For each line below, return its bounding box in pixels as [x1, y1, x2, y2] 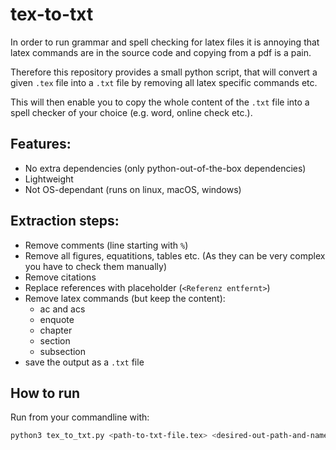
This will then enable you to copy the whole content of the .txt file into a [10, 96, 310, 108]
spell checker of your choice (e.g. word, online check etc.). [10, 106, 253, 118]
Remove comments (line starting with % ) [24, 239, 189, 251]
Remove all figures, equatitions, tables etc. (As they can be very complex [24, 249, 326, 262]
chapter [39, 324, 73, 336]
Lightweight [24, 173, 74, 185]
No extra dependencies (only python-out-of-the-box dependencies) [24, 162, 307, 174]
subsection [39, 345, 87, 357]
